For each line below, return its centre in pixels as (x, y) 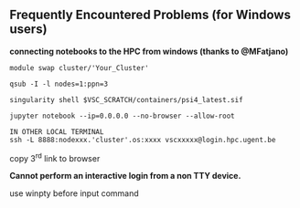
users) (28, 30)
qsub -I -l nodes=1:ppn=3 (59, 84)
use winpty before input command (74, 193)
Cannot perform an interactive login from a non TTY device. (125, 176)
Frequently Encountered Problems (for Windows (150, 15)
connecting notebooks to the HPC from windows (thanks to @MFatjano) (149, 51)
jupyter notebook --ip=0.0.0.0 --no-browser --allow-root (122, 116)
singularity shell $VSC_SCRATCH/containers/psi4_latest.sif (127, 99)
